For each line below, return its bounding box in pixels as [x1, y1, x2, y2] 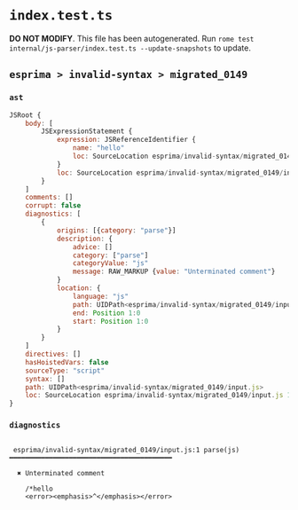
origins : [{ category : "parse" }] [56, 225, 176, 235]
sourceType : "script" [25, 366, 105, 375]
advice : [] [72, 242, 114, 251]
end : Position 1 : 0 [72, 309, 141, 318]
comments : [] [25, 193, 74, 202]
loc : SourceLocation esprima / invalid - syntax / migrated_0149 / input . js [25, 391, 284, 400]
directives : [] [25, 349, 82, 358]
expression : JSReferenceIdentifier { [56, 136, 197, 145]
